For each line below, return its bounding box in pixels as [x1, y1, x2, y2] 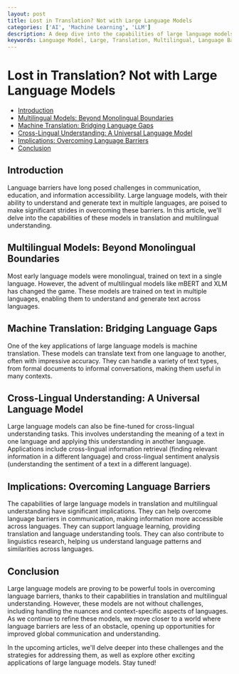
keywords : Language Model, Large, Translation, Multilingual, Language [7, 37, 224, 44]
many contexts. [7, 371, 53, 380]
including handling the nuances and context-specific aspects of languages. [7, 606, 228, 615]
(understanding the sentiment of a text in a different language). [7, 460, 192, 469]
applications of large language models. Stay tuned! [7, 658, 156, 667]
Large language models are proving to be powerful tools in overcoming [7, 584, 216, 592]
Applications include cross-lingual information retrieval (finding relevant [7, 445, 218, 454]
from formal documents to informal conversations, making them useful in [7, 364, 221, 373]
